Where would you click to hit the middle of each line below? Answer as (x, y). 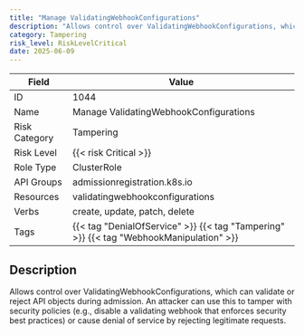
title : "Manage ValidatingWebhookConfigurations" (105, 18)
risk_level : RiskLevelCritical (68, 43)
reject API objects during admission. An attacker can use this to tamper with (151, 301)
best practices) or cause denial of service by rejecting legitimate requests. (148, 320)
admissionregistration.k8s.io (132, 182)
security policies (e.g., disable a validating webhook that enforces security (148, 311)
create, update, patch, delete (133, 212)
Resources (37, 197)
